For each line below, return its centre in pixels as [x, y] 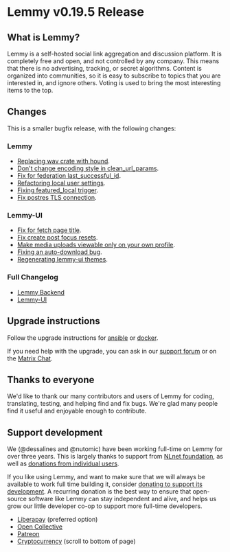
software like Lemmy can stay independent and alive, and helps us [123, 499]
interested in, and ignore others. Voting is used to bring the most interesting [114, 83]
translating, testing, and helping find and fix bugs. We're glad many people [113, 404]
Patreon [28, 534]
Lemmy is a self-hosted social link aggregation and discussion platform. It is [114, 54]
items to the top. [30, 90]
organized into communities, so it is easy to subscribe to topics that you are [114, 76]
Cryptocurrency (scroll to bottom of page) [76, 541]
